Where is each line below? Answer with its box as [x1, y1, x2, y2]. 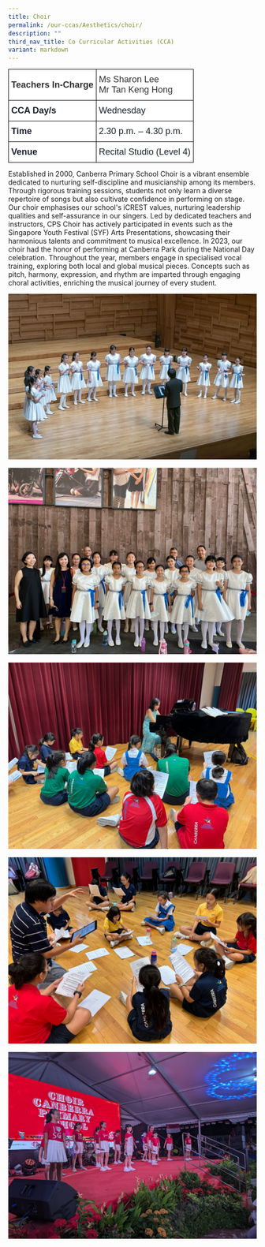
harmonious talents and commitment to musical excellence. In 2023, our [8, 237, 243, 246]
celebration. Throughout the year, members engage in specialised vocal [8, 253, 242, 263]
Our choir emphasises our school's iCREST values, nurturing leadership [8, 203, 241, 212]
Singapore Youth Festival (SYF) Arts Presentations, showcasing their [8, 228, 230, 237]
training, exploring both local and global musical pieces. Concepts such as [8, 261, 250, 271]
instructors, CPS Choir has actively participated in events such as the [8, 219, 233, 229]
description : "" [8, 29, 62, 37]
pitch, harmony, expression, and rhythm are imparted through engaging [8, 270, 241, 279]
